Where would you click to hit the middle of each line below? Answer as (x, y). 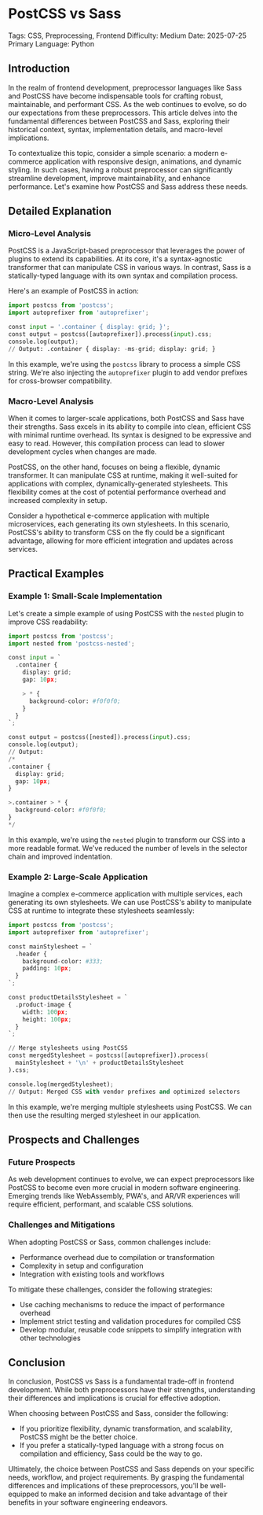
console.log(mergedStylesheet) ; (61, 1084)
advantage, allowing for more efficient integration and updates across (121, 541)
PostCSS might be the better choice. (79, 1437)
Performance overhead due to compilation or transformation (117, 1257)
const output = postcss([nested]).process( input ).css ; (100, 737)
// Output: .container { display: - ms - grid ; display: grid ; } (112, 349)
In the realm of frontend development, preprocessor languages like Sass (125, 87)
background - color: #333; (63, 961)
